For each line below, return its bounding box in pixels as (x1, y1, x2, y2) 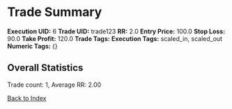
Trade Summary (7, 4, 102, 20)
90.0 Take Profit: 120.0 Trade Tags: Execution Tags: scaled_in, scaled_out (7, 34, 223, 42)
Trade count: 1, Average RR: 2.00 (7, 81, 102, 89)
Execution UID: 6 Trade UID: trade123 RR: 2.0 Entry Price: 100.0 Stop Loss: (7, 27, 226, 35)
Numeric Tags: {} (7, 42, 58, 50)
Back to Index (7, 94, 47, 102)
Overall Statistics (7, 62, 84, 74)
